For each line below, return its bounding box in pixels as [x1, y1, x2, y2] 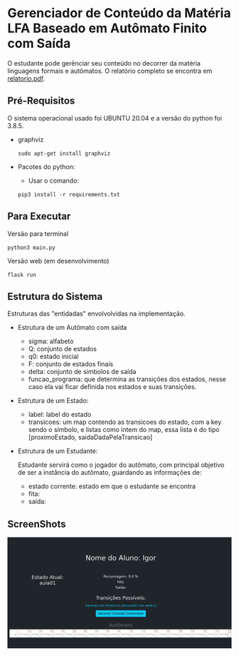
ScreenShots [7, 518, 66, 530]
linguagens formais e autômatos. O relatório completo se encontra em [7, 66, 213, 75]
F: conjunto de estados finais [28, 360, 114, 368]
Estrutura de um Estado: [17, 396, 89, 405]
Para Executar [7, 211, 71, 223]
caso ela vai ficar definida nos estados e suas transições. [28, 383, 197, 391]
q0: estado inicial [28, 352, 79, 361]
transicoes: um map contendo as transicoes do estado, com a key [28, 418, 222, 426]
